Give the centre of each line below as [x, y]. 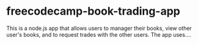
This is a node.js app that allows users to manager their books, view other [99, 28]
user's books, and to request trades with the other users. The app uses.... [99, 34]
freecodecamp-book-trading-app [93, 11]
